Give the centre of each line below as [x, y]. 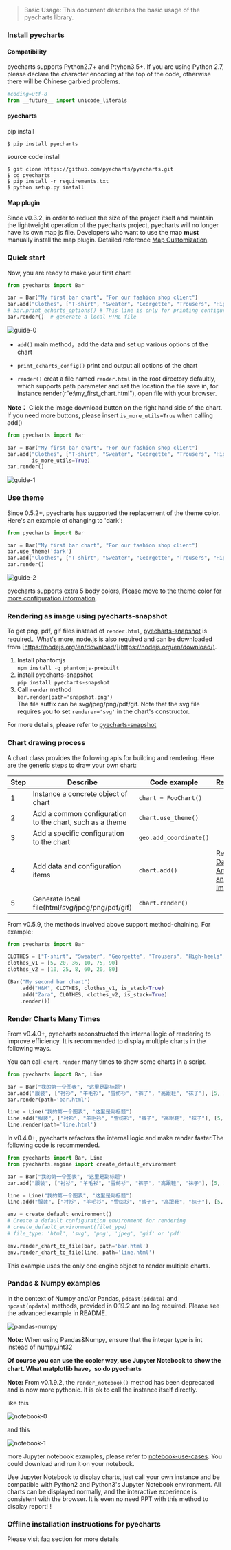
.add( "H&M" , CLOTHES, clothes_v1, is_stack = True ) [92, 988]
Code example [174, 782]
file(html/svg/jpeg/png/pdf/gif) [82, 907]
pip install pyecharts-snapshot [63, 683]
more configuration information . [52, 598]
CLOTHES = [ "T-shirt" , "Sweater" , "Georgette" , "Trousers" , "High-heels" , [117, 956]
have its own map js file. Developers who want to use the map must [103, 233]
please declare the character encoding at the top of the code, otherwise [109, 74]
